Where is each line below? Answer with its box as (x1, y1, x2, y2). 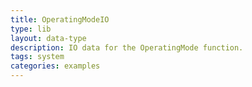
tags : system (10, 52, 65, 62)
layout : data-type (10, 33, 87, 43)
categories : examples (10, 61, 101, 71)
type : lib (10, 24, 52, 34)
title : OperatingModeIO (10, 14, 110, 25)
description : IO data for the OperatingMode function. (10, 42, 244, 53)
